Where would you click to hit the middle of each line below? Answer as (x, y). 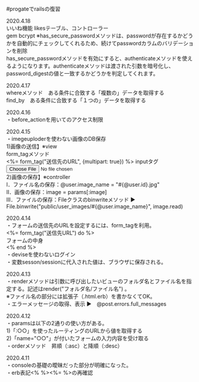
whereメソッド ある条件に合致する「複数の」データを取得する (85, 93)
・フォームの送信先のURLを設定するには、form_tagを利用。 (81, 225)
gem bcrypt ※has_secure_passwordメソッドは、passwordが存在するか (94, 36)
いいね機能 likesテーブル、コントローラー (57, 28)
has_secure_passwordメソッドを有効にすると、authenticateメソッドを (94, 58)
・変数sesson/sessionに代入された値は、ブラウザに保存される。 (87, 262)
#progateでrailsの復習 (33, 9)
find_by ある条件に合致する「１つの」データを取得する (76, 100)
